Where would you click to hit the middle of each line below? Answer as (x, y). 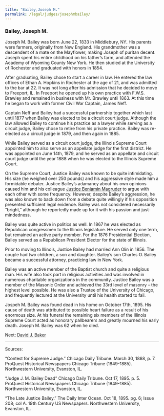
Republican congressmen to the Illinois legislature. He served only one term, (82, 229)
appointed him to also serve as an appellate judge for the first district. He (78, 148)
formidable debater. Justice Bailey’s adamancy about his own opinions (76, 183)
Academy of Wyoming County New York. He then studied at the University (80, 63)
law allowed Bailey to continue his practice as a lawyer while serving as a (79, 123)
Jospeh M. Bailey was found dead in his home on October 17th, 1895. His (78, 305)
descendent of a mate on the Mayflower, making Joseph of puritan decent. (80, 52)
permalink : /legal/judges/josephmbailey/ (48, 14)
